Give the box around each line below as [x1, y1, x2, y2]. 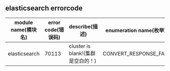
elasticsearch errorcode [5, 4, 83, 13]
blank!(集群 [69, 50, 96, 57]
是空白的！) [69, 57, 97, 64]
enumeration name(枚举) [105, 27, 166, 34]
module [14, 19, 33, 26]
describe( [69, 23, 93, 30]
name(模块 [11, 26, 37, 33]
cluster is [69, 42, 91, 49]
